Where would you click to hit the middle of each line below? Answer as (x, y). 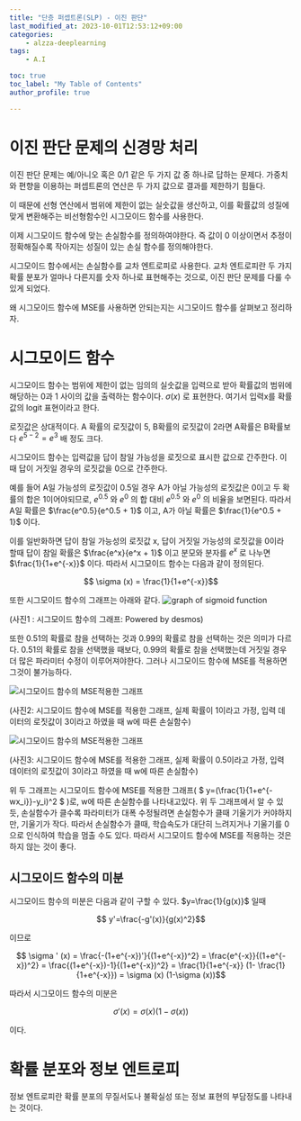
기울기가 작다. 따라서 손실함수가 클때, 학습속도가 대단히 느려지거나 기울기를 (152, 824)
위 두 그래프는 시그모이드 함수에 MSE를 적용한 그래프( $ (107, 791)
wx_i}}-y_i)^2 (33, 801)
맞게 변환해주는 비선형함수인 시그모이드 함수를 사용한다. (106, 216)
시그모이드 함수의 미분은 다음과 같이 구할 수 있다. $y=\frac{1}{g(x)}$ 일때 (138, 901)
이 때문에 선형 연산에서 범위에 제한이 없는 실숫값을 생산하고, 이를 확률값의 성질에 (150, 204)
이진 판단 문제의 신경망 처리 (104, 147)
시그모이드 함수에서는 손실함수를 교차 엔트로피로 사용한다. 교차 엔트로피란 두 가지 (151, 266)
